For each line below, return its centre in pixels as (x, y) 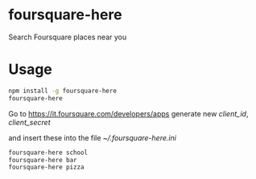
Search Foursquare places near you (68, 37)
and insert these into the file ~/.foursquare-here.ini (93, 137)
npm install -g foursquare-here (62, 91)
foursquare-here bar (43, 160)
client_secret (29, 122)
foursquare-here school (48, 153)
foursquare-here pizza (46, 167)
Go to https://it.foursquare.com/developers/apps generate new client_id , (128, 113)
